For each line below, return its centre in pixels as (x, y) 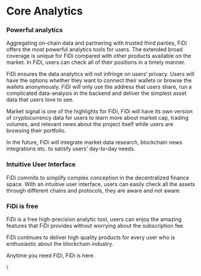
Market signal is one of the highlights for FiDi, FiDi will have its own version (99, 111)
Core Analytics (44, 11)
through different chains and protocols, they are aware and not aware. (94, 190)
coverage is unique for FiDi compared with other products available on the (99, 56)
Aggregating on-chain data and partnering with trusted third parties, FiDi (97, 43)
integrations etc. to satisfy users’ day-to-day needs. (71, 149)
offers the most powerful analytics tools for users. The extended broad (94, 50)
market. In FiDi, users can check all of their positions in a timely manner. (96, 62)
